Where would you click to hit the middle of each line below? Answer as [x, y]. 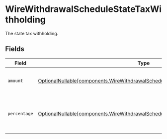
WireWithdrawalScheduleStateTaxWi [83, 9]
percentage [20, 113]
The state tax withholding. [32, 33]
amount [15, 81]
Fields [15, 49]
